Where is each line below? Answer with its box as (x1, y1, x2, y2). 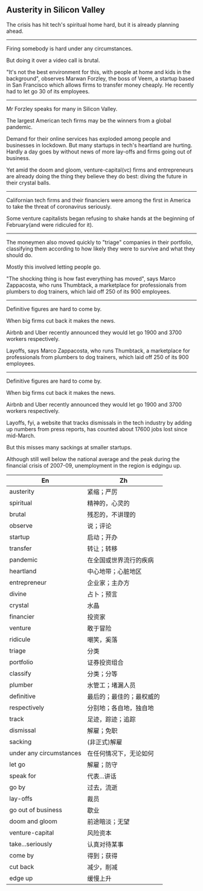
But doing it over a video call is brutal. (6, 56, 100, 64)
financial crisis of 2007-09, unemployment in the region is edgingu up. (6, 462, 182, 469)
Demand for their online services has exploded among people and (6, 135, 171, 142)
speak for (9, 772, 36, 780)
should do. (6, 251, 33, 258)
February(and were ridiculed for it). (6, 221, 94, 228)
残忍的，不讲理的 (87, 510, 136, 519)
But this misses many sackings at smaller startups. (6, 443, 132, 451)
